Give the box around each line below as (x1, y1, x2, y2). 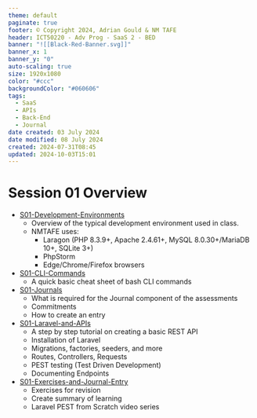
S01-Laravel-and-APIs (19, 319, 92, 328)
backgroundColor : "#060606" (8, 84, 100, 93)
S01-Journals (19, 285, 63, 295)
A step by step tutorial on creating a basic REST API (31, 327, 198, 336)
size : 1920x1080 (8, 70, 61, 78)
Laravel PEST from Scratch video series (31, 402, 160, 412)
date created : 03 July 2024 (8, 128, 100, 136)
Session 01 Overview (8, 184, 147, 202)
